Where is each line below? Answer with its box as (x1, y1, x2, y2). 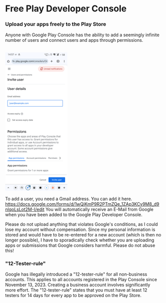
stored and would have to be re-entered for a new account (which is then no (5, 231, 162, 237)
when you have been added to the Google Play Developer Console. (5, 212, 143, 218)
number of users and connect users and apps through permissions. (5, 37, 143, 43)
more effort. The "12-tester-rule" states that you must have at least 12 (5, 287, 148, 293)
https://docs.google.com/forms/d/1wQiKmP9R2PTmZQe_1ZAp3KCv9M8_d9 (5, 201, 160, 207)
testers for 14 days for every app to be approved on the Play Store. (5, 292, 142, 298)
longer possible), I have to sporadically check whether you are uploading (5, 237, 155, 243)
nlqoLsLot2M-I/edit (5, 206, 45, 212)
